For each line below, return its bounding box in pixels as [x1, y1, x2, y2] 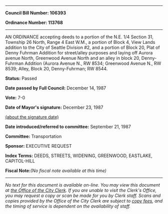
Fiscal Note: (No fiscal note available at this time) [5, 168, 106, 174]
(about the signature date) [5, 114, 59, 120]
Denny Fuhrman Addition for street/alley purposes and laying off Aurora [5, 50, 153, 55]
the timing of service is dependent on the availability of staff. [5, 203, 131, 209]
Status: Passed [5, 75, 37, 81]
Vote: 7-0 [5, 95, 25, 100]
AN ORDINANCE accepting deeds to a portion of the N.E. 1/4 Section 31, [5, 34, 154, 40]
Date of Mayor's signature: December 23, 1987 [5, 104, 103, 110]
